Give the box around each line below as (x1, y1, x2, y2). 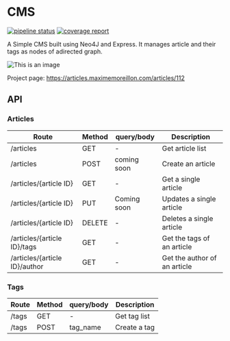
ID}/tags (10, 242, 37, 251)
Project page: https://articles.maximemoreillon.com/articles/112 (7, 73, 185, 82)
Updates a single (162, 194, 216, 203)
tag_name (69, 323, 101, 332)
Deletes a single (162, 214, 214, 223)
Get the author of (162, 253, 217, 262)
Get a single (162, 174, 201, 184)
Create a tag (115, 323, 155, 332)
